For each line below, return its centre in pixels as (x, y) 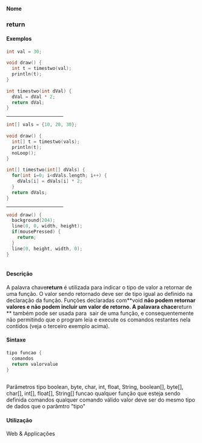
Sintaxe (16, 340)
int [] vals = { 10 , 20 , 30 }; (42, 125)
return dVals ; (29, 192)
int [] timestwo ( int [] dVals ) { (46, 170)
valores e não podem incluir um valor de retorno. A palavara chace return (99, 306)
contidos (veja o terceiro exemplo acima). (58, 326)
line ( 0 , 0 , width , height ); (47, 226)
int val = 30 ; (24, 52)
